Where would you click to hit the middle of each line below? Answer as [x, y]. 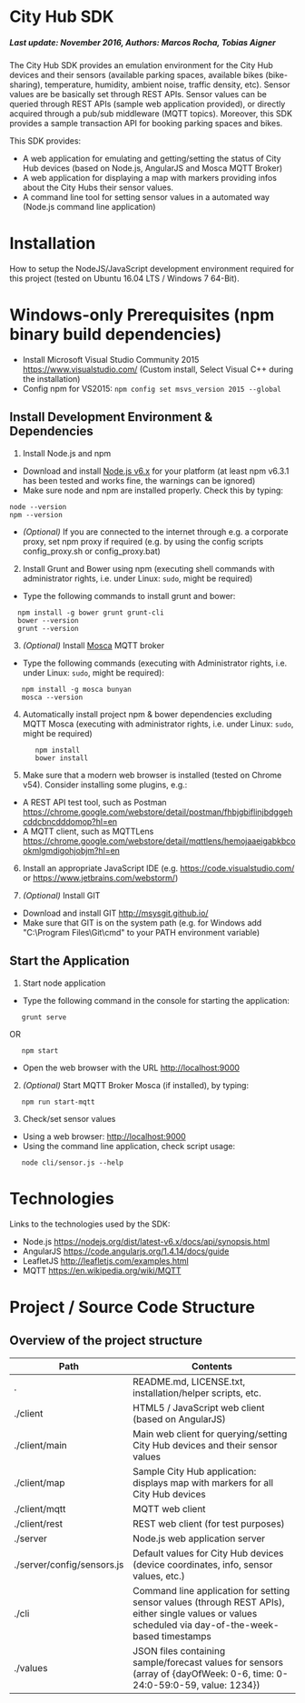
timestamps [187, 1636]
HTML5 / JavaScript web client [199, 1407]
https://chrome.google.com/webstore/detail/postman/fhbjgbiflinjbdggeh [157, 812]
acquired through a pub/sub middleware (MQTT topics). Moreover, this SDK [151, 114]
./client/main [41, 1445]
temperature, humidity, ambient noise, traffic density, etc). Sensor [167, 85]
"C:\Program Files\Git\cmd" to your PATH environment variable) [141, 932]
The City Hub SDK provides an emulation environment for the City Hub [142, 65]
